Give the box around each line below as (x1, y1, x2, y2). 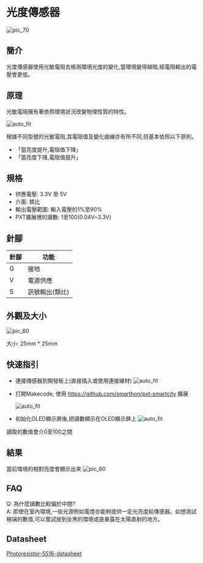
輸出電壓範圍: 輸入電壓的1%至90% (15, 206, 103, 213)
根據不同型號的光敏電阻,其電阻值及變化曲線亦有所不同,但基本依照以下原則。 (6, 132, 197, 140)
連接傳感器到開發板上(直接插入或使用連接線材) (15, 377, 133, 384)
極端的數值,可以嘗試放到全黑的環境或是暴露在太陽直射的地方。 (6, 516, 164, 523)
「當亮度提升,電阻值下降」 (15, 145, 81, 153)
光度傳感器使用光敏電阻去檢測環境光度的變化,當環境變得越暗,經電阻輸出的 (6, 63, 192, 71)
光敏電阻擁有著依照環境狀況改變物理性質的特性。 (6, 108, 130, 115)
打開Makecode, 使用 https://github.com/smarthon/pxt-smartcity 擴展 (15, 390, 188, 397)
